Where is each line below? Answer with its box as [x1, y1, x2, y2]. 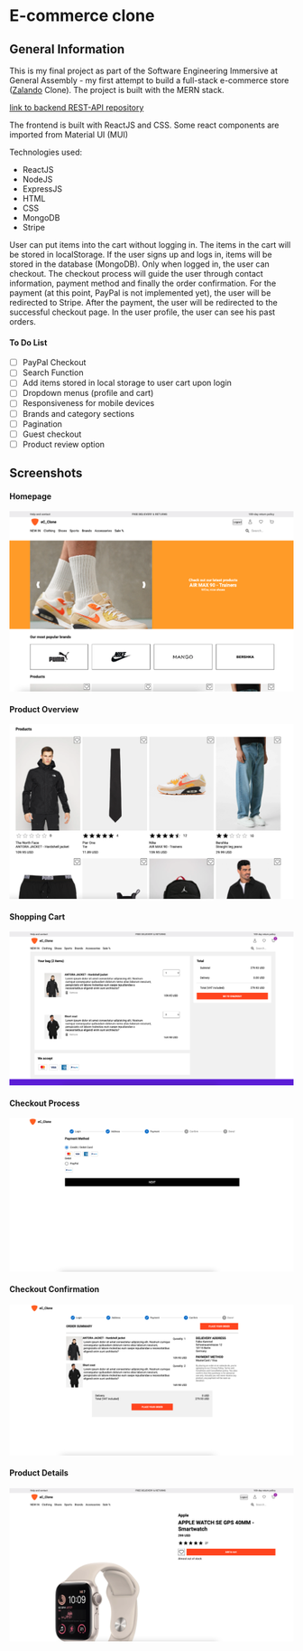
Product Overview [9, 703, 79, 714]
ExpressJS [22, 184, 63, 194]
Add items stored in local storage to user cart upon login [22, 377, 233, 389]
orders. [9, 316, 36, 326]
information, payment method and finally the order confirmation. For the [9, 278, 277, 288]
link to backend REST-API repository [9, 102, 144, 113]
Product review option [22, 439, 106, 449]
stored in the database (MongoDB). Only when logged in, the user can [9, 259, 271, 269]
